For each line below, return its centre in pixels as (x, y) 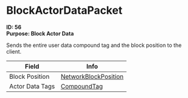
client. (14, 51)
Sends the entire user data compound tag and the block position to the (94, 45)
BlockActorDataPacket (64, 11)
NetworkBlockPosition (92, 76)
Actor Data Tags (32, 86)
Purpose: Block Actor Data (40, 33)
